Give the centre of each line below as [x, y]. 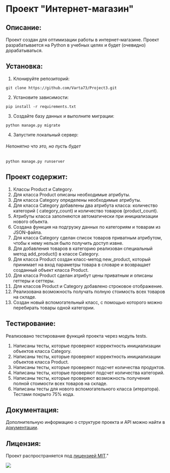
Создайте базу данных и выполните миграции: [63, 116]
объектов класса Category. [42, 351]
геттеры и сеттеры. [34, 281]
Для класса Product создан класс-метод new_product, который [82, 259]
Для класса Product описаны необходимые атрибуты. [72, 194]
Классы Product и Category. [43, 189]
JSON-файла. [28, 232]
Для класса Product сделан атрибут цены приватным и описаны [83, 275]
